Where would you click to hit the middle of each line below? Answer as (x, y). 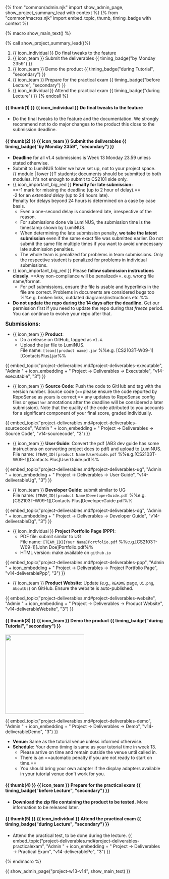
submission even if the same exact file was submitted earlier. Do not (92, 238)
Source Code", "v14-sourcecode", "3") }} (48, 434)
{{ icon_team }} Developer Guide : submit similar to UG (69, 490)
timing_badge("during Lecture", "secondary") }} (57, 824)
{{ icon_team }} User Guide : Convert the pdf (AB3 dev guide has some (86, 444)
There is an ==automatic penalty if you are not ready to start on (86, 757)
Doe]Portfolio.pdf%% (71, 547)
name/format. (27, 282)
